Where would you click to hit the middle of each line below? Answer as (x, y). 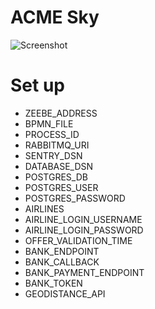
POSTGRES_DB (56, 177)
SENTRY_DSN (53, 155)
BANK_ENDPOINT (62, 251)
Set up (37, 85)
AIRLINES (44, 208)
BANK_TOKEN (53, 283)
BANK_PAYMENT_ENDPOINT (84, 272)
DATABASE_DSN (59, 166)
